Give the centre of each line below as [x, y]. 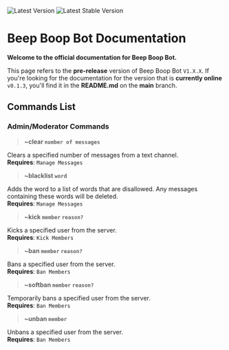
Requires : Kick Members [41, 237]
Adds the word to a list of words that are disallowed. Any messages [102, 188]
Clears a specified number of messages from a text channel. [93, 155]
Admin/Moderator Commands [58, 127]
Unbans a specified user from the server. [65, 332]
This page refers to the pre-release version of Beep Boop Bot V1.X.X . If [108, 70]
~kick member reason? [54, 217]
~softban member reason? [59, 285]
